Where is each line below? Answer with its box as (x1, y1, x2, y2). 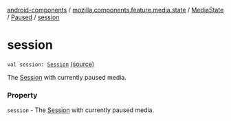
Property (7, 90, 38, 100)
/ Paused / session (7, 13, 60, 21)
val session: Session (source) (7, 60, 95, 68)
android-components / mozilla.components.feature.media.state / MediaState (7, 6, 224, 14)
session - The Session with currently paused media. (7, 106, 155, 114)
